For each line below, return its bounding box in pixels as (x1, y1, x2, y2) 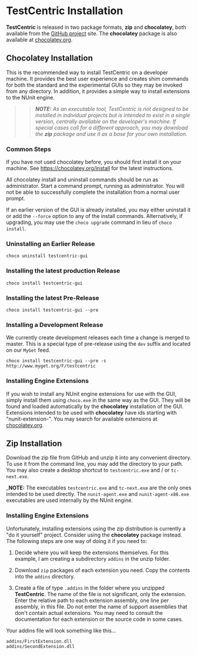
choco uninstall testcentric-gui (6, 253, 88, 259)
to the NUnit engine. (6, 94, 55, 101)
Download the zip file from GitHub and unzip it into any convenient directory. (6, 454, 192, 461)
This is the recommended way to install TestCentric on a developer (6, 69, 168, 76)
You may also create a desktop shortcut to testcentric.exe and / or (6, 467, 170, 474)
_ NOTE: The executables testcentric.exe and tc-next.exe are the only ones (6, 484, 192, 491)
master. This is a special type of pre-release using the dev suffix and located (6, 340, 191, 348)
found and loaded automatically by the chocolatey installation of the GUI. (6, 402, 184, 410)
